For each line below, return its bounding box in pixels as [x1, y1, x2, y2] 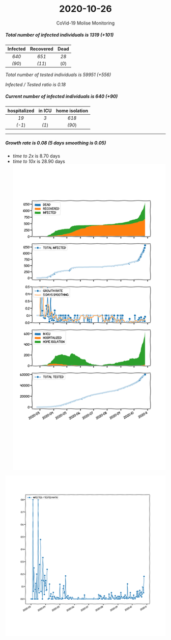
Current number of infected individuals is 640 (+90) [5, 93, 118, 99]
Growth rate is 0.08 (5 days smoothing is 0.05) [5, 140, 106, 146]
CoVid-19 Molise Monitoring [56, 20, 115, 26]
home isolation [55, 108, 88, 114]
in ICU [38, 108, 52, 114]
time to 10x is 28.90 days [12, 158, 65, 164]
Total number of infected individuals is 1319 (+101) [5, 32, 114, 38]
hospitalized [7, 108, 35, 114]
